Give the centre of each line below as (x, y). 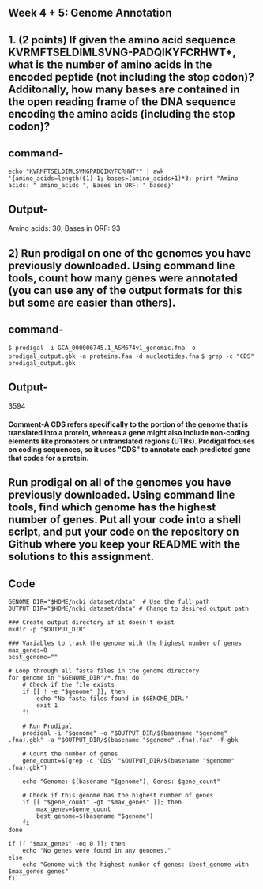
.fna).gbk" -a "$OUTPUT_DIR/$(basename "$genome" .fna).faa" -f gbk (123, 740)
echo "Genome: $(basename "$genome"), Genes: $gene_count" (122, 782)
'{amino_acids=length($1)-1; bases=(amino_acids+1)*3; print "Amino (123, 178)
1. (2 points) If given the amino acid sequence (122, 40)
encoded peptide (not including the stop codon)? (131, 77)
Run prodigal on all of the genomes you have (120, 482)
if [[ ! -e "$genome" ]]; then (74, 692)
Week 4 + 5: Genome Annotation (90, 13)
